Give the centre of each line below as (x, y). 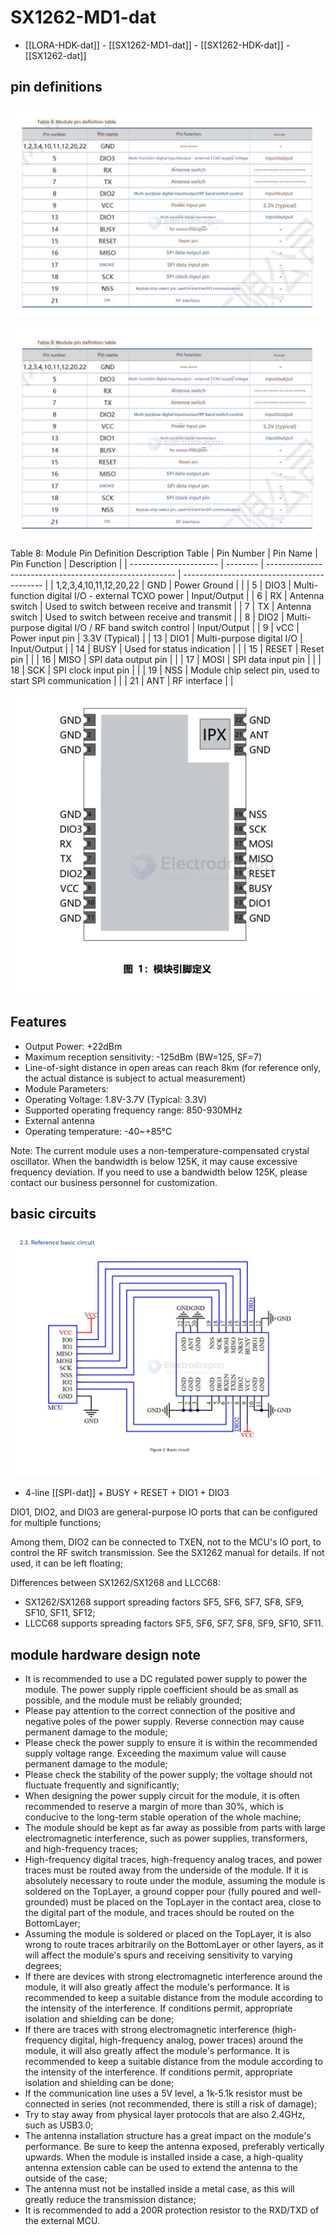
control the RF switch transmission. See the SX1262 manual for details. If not (167, 1553)
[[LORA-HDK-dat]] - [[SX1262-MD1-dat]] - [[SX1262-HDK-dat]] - (157, 45)
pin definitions (56, 87)
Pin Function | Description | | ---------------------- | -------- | (137, 564)
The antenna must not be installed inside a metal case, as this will (159, 2189)
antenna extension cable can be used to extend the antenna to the (161, 2168)
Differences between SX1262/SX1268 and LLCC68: (115, 1583)
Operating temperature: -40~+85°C (98, 1131)
